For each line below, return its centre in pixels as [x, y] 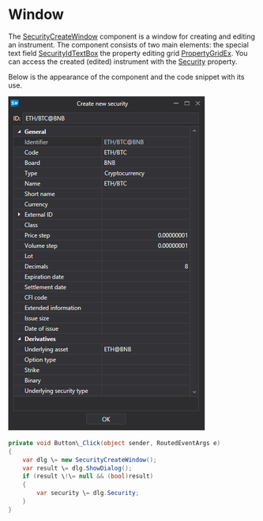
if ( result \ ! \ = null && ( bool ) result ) [88, 476]
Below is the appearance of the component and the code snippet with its [126, 77]
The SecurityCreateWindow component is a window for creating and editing [131, 36]
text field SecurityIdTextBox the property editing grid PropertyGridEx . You [128, 53]
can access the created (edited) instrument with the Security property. [123, 62]
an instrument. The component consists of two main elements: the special [128, 44]
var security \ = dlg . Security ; [88, 493]
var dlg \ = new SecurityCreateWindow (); [90, 459]
